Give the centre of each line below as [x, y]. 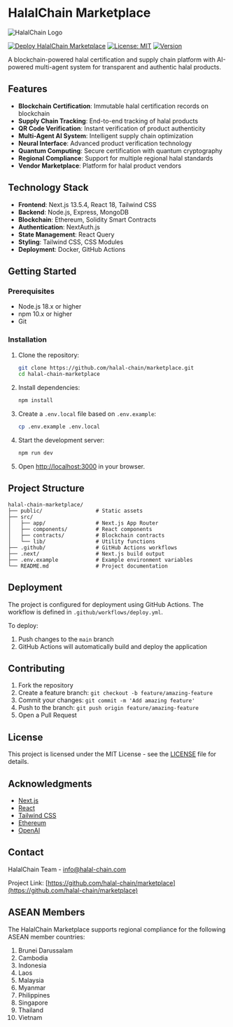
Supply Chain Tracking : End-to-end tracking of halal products [108, 121]
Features [28, 89]
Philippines [34, 995]
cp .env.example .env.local [59, 427]
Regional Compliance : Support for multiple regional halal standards [115, 158]
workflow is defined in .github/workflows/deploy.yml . [85, 612]
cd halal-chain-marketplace [59, 374]
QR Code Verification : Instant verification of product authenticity [112, 128]
